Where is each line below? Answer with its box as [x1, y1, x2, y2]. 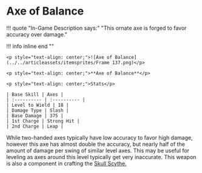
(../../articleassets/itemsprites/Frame [6, 59, 110, 66]
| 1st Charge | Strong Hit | [6, 118, 80, 124]
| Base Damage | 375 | [6, 112, 64, 119]
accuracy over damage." [6, 30, 68, 38]
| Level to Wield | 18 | [6, 102, 69, 108]
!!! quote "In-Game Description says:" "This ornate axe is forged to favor [6, 24, 187, 32]
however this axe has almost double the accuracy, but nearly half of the [6, 140, 185, 148]
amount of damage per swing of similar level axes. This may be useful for [6, 147, 190, 154]
